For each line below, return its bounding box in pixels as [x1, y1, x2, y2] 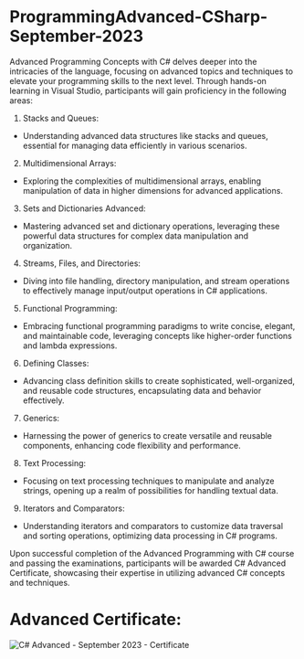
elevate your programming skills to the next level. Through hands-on [9, 75, 267, 86]
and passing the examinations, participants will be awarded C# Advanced [9, 558, 286, 569]
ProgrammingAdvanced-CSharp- [9, 6, 268, 27]
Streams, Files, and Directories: [22, 258, 142, 269]
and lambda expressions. [22, 340, 118, 351]
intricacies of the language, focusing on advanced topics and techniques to [9, 66, 294, 77]
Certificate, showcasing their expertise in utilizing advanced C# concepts [9, 567, 286, 578]
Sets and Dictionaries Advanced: [22, 203, 146, 214]
